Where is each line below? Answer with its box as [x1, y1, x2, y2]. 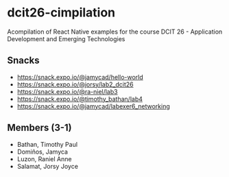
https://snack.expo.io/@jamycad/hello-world [16, 73, 144, 81]
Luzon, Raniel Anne [16, 154, 72, 163]
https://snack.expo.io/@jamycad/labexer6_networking [16, 102, 170, 110]
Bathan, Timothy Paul [16, 140, 77, 148]
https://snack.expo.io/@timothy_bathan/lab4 [16, 95, 143, 103]
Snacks [7, 55, 40, 67]
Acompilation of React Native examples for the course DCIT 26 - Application [7, 27, 223, 36]
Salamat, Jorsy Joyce [16, 162, 79, 170]
